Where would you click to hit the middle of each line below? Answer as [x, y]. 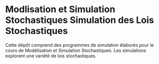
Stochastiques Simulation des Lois [80, 20]
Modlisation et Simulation [60, 9]
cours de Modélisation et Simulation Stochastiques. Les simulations [76, 50]
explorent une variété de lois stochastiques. [51, 56]
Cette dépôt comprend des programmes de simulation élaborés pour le [80, 45]
